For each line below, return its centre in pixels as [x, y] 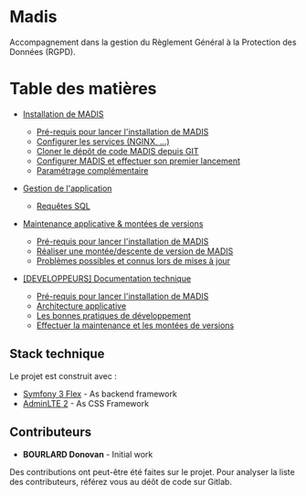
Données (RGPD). [42, 51]
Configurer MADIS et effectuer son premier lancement [138, 161]
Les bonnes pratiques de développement [114, 315]
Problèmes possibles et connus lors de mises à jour [133, 260]
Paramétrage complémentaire [92, 170]
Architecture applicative [81, 306]
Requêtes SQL [63, 206]
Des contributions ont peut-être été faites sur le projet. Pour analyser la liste [152, 471]
